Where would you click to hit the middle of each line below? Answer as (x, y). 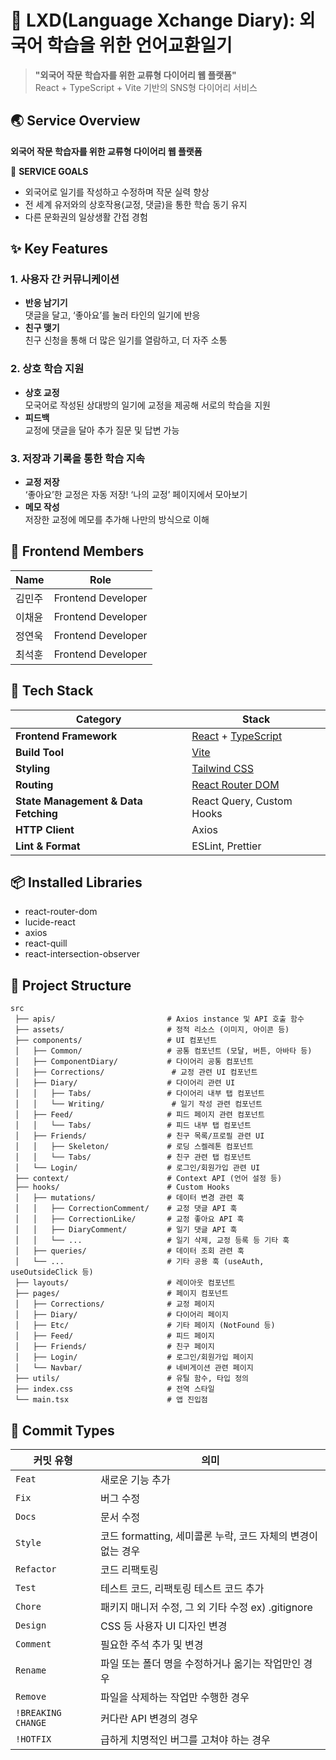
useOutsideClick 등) (52, 1272)
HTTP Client (45, 829)
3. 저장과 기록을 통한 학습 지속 (78, 458)
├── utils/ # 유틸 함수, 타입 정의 (132, 1379)
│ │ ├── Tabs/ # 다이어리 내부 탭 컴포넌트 (139, 1094)
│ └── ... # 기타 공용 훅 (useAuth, (139, 1262)
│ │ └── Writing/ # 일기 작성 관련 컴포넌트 (138, 1104)
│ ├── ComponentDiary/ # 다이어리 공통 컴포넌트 (134, 1062)
